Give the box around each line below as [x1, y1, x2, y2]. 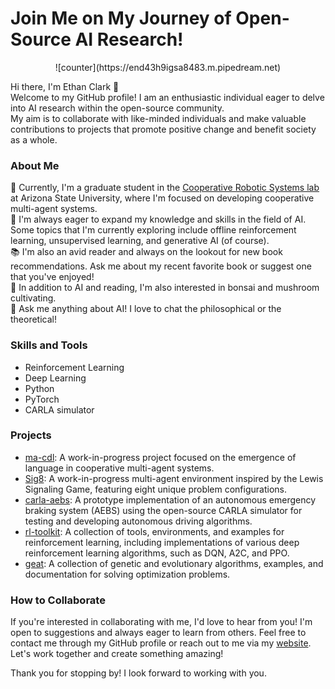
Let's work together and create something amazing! [10, 648, 224, 660]
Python [24, 382, 55, 394]
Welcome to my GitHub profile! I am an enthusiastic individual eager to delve [10, 91, 325, 103]
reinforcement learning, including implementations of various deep [24, 536, 300, 548]
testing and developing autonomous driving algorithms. [24, 515, 253, 527]
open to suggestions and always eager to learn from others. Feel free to [10, 627, 307, 639]
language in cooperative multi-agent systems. [24, 462, 215, 474]
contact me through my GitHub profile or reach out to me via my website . [10, 637, 312, 649]
